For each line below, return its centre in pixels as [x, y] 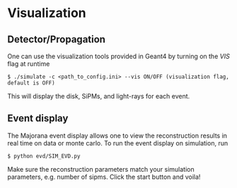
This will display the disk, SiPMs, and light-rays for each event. [99, 96]
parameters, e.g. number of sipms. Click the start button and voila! [104, 177]
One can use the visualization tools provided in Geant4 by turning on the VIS [118, 56]
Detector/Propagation [57, 39]
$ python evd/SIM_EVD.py [44, 156]
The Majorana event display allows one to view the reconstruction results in [117, 136]
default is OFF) [31, 83]
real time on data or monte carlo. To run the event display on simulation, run [118, 143]
